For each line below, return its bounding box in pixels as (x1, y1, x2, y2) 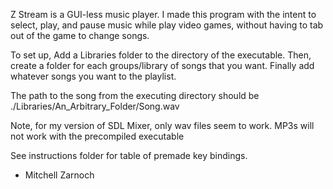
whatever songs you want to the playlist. (10, 70, 177, 82)
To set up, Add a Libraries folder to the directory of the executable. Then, (10, 49, 312, 61)
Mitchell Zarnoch (24, 169, 95, 181)
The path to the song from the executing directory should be (10, 90, 260, 101)
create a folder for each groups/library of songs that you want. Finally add (10, 60, 315, 71)
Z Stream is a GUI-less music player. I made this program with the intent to (10, 9, 317, 20)
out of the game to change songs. (10, 30, 150, 41)
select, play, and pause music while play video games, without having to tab (10, 19, 324, 31)
